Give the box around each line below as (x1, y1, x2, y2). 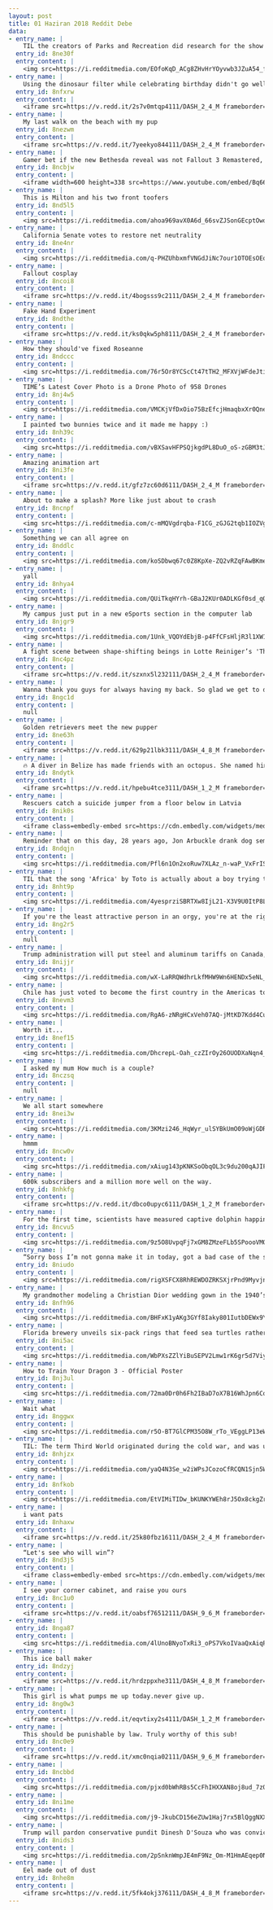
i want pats (23, 1511, 63, 1519)
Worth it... (23, 1027, 63, 1035)
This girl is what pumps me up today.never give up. (23, 1693, 206, 1701)
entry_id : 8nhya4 (15, 580, 75, 588)
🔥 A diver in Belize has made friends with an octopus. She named (23, 761, 253, 769)
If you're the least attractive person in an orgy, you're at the (23, 913, 253, 921)
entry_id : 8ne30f (15, 50, 75, 58)
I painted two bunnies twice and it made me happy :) (23, 421, 209, 429)
